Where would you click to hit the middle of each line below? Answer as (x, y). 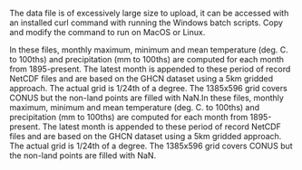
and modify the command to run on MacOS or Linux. (107, 32)
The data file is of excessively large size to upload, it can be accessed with (149, 13)
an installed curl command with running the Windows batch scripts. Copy (146, 23)
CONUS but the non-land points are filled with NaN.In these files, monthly (146, 98)
